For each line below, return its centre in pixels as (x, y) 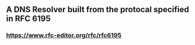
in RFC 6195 (28, 19)
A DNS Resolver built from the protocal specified (98, 10)
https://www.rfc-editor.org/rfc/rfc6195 (64, 36)
